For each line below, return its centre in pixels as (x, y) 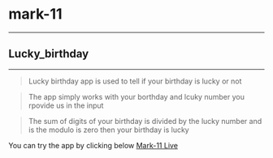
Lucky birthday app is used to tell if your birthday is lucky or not (135, 81)
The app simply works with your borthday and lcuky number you (136, 96)
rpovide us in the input (66, 105)
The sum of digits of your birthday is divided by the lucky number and (145, 121)
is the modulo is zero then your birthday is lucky (108, 130)
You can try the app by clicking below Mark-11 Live (93, 145)
